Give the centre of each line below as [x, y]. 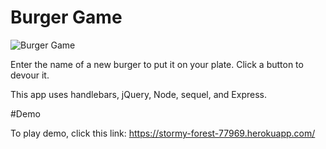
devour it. [30, 75]
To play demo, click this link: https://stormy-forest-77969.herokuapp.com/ [163, 133]
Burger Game [66, 17]
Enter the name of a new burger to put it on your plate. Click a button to [157, 64]
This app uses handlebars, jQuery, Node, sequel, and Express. [138, 94]
